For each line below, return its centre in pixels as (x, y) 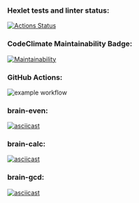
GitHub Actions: (35, 77)
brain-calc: (27, 144)
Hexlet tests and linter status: (58, 10)
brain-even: (28, 111)
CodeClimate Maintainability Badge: (70, 44)
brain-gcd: (26, 177)
